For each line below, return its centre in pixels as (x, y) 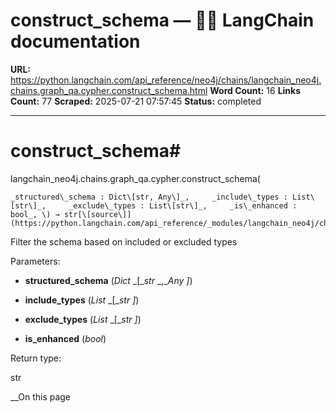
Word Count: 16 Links (255, 90)
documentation (75, 41)
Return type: (36, 358)
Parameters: (35, 261)
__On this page (41, 396)
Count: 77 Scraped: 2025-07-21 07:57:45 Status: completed (136, 101)
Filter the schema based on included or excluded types (124, 241)
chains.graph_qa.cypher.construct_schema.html (109, 90)
